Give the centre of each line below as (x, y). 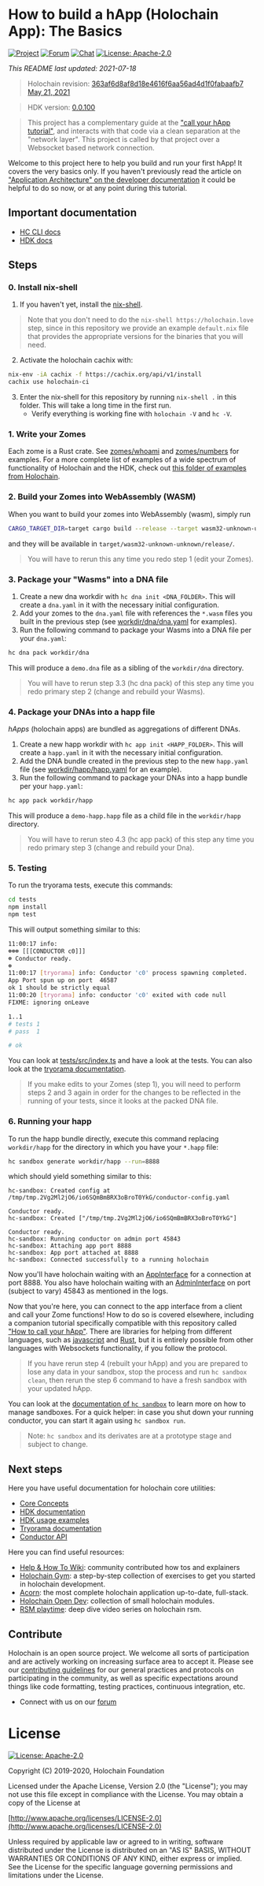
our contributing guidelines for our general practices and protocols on (121, 1670)
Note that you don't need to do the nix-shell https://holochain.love (140, 320)
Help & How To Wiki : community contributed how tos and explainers (130, 1568)
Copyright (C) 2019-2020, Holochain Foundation (86, 1771)
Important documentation (73, 213)
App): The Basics (66, 31)
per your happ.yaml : (51, 787)
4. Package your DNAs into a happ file (82, 712)
